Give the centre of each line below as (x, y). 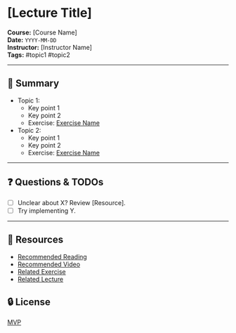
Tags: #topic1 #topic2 (39, 55)
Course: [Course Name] (42, 32)
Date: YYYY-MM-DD (32, 39)
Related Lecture (40, 279)
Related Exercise (42, 271)
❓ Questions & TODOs (55, 182)
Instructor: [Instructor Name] (50, 47)
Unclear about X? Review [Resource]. (72, 202)
